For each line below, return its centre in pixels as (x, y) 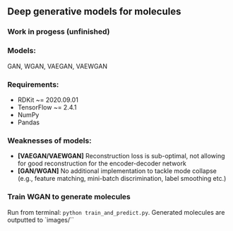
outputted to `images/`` (41, 220)
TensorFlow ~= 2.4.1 (47, 107)
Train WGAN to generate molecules (69, 197)
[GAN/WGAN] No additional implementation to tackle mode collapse (117, 171)
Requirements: (33, 84)
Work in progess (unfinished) (59, 32)
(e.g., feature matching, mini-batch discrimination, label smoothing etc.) (122, 179)
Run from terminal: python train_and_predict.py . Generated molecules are (116, 212)
